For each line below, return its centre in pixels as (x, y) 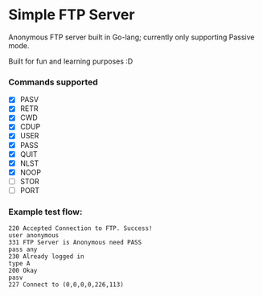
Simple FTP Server (72, 15)
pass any (23, 250)
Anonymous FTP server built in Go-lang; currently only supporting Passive (131, 37)
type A (19, 264)
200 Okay (23, 271)
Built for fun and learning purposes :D (71, 61)
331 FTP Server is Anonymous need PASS (75, 243)
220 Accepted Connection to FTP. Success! (80, 228)
